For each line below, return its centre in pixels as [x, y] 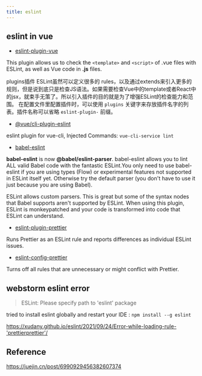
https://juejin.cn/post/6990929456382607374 [64, 366]
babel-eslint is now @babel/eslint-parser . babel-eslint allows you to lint [97, 159]
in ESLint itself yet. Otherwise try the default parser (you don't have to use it [101, 179]
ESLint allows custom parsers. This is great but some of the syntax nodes [98, 197]
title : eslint [24, 12]
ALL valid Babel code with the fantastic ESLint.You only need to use [90, 166]
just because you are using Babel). [49, 185]
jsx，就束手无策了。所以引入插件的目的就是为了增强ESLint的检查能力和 [99, 97]
